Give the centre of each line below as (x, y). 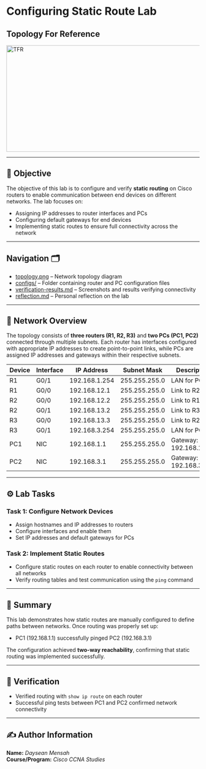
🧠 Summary (29, 605)
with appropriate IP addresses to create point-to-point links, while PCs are (100, 349)
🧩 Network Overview (47, 321)
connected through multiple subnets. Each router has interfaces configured (101, 342)
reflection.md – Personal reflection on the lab (72, 296)
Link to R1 (185, 401)
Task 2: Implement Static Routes (55, 554)
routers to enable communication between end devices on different (91, 195)
